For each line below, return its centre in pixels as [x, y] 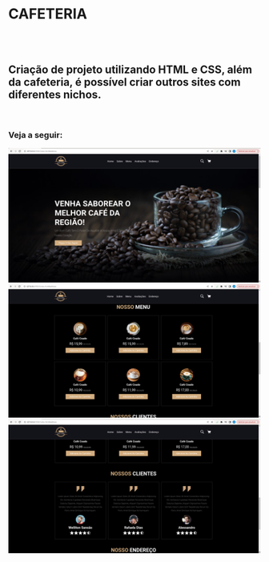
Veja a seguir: [36, 134]
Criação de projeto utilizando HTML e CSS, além [130, 70]
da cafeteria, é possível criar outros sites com [124, 82]
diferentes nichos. [55, 95]
